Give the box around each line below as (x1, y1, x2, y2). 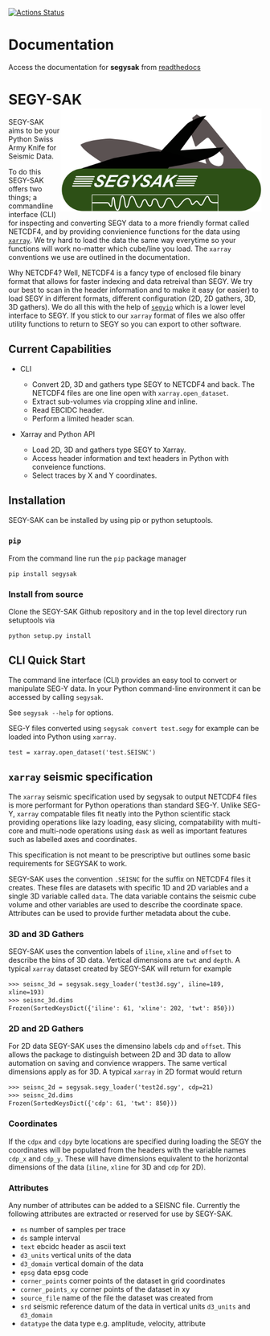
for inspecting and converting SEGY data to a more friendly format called (8, 218, 250, 228)
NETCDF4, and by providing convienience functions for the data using (8, 226, 241, 236)
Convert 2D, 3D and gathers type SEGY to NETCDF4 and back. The (31, 379, 256, 389)
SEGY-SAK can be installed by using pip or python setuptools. (8, 515, 214, 524)
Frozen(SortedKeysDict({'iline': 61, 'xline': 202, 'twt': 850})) (8, 1005, 235, 1013)
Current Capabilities (8, 343, 112, 356)
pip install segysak (8, 569, 78, 578)
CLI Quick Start (8, 654, 86, 668)
